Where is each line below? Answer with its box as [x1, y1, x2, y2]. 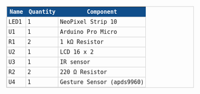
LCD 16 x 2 [60, 48, 94, 56]
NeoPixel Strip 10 [60, 18, 117, 26]
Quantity [29, 8, 56, 15]
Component [86, 8, 117, 15]
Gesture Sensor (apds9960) [60, 78, 145, 86]
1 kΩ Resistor [60, 38, 104, 46]
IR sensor [60, 58, 90, 65]
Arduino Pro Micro [60, 28, 117, 36]
